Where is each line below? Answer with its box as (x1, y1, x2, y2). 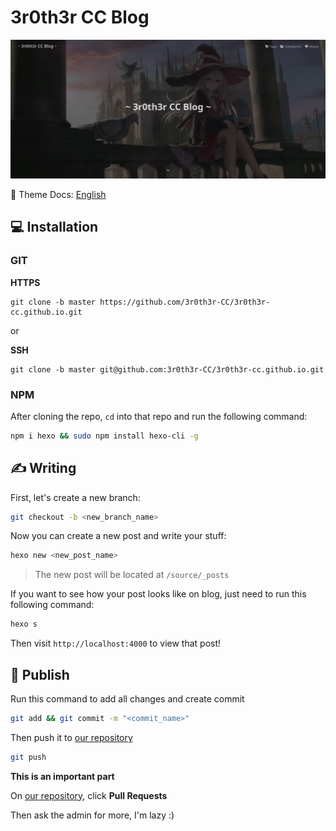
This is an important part (10, 770, 115, 782)
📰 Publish (10, 666, 70, 683)
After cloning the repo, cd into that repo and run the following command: (10, 410, 308, 422)
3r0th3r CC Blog (10, 6, 150, 29)
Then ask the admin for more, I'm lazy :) (10, 809, 175, 821)
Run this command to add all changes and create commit (10, 693, 245, 705)
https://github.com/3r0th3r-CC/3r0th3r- (99, 297, 271, 307)
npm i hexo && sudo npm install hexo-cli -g (10, 431, 199, 441)
